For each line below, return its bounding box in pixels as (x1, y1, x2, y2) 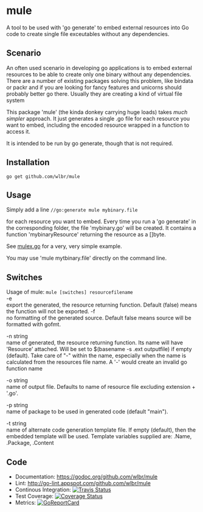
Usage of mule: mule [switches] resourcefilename (6, 288, 134, 296)
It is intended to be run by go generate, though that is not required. (6, 140, 173, 147)
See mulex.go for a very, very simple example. (6, 243, 123, 250)
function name (6, 365, 43, 372)
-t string (6, 420, 27, 427)
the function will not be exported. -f (6, 308, 95, 315)
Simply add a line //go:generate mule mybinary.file (6, 206, 138, 213)
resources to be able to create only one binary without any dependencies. (6, 71, 191, 78)
